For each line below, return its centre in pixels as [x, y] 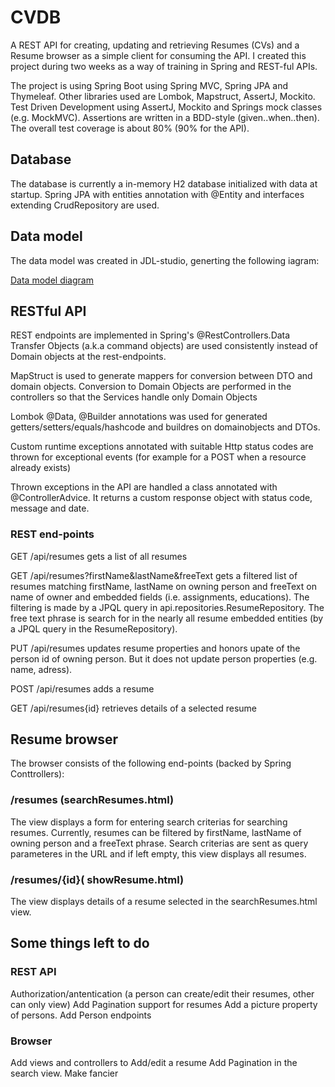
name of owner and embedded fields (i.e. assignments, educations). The [160, 597]
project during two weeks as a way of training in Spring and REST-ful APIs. [164, 66]
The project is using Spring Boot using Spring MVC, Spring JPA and [149, 85]
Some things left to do [80, 943]
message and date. [50, 508]
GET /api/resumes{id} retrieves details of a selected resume [133, 708]
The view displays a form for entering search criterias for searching [149, 822]
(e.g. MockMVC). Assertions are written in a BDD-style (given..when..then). [165, 117]
